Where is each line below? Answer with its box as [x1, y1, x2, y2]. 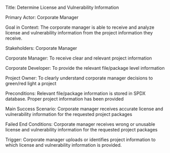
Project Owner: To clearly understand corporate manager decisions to [5, 75, 153, 81]
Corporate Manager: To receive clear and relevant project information [5, 55, 152, 61]
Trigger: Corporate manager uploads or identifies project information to [5, 137, 156, 143]
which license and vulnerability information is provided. [5, 142, 122, 148]
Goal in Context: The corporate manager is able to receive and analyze [5, 24, 155, 30]
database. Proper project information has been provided [5, 96, 124, 102]
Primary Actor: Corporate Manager [5, 14, 79, 20]
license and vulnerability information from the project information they [5, 30, 153, 35]
